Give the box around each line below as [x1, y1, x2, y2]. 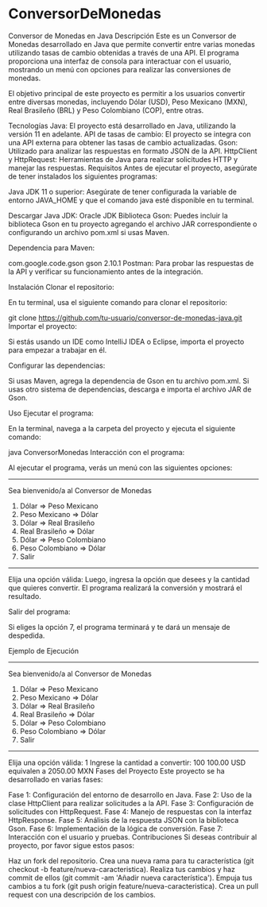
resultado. [8, 591, 41, 600]
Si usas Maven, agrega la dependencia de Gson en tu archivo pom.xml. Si [8, 376, 250, 385]
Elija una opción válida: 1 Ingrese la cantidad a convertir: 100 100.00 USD [8, 758, 246, 767]
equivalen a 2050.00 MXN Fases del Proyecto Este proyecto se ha [8, 766, 225, 775]
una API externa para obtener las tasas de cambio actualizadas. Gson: [8, 137, 238, 147]
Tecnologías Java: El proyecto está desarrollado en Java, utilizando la [8, 121, 237, 130]
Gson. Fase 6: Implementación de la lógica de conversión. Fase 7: [8, 824, 223, 833]
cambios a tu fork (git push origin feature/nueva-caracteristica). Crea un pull [8, 881, 259, 890]
